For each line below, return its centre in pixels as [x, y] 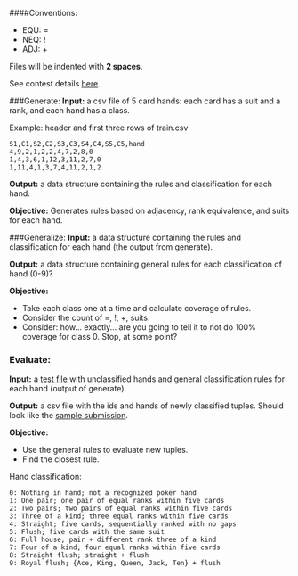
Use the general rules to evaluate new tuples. [105, 450]
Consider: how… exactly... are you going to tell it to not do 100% [139, 327]
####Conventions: [44, 13]
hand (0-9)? [31, 274]
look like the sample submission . [69, 416]
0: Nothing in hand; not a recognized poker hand [103, 493]
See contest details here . [55, 83]
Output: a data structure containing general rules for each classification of [146, 264]
